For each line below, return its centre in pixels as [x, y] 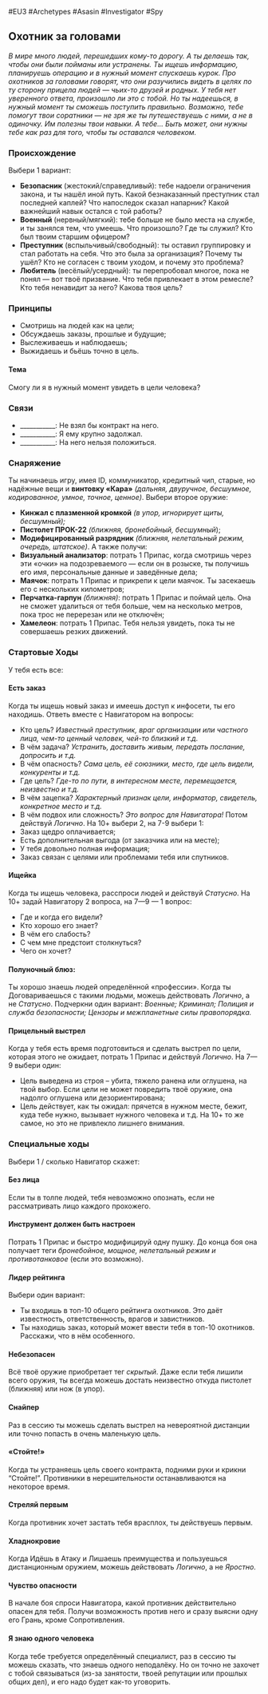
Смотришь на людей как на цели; [77, 326]
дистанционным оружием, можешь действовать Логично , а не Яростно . [132, 1567]
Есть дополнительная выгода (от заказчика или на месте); [120, 840]
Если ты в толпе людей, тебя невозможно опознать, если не [112, 1197]
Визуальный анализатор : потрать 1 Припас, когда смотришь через [135, 555]
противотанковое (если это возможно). [76, 1259]
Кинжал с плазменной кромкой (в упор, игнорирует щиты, [122, 513]
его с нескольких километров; [72, 589]
